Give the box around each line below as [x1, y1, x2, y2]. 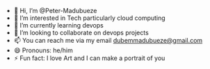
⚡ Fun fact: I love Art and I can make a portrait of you [13, 54, 165, 62]
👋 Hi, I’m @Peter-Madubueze [13, 7, 97, 14]
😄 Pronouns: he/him [13, 46, 73, 55]
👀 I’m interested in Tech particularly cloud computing [13, 14, 165, 22]
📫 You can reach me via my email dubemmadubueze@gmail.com [13, 37, 203, 44]
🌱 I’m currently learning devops [13, 21, 104, 29]
